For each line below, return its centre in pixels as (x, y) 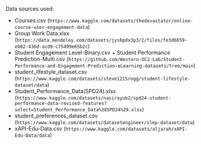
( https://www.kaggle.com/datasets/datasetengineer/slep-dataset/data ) (104, 122)
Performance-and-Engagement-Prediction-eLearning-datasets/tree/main (104, 66)
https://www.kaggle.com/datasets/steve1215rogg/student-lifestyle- (104, 79)
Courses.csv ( (32, 20)
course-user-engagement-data (51, 27)
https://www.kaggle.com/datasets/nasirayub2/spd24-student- (94, 98)
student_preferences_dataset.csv (56, 116)
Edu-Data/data (32, 136)
